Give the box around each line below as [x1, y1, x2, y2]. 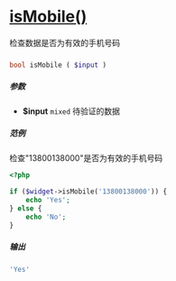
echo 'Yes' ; [25, 196, 70, 205]
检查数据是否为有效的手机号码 [9, 37, 120, 48]
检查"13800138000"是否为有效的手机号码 [9, 152, 163, 164]
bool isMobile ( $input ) [9, 61, 107, 70]
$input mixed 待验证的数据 [22, 106, 120, 117]
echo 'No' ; [25, 212, 67, 222]
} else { [9, 204, 42, 213]
